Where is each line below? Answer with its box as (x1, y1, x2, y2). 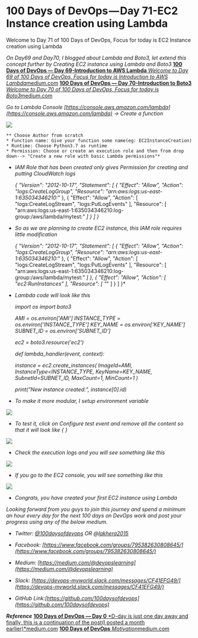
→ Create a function (113, 110, 164, 117)
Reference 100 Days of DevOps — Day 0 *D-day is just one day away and (6, 612, 189, 620)
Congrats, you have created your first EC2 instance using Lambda (14, 494, 178, 501)
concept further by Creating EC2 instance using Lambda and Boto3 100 (6, 61, 183, 68)
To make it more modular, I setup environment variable (14, 397, 149, 404)
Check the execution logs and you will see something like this (14, 449, 165, 456)
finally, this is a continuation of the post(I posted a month (6, 618, 145, 626)
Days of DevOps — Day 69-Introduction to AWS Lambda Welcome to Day (6, 66, 189, 74)
